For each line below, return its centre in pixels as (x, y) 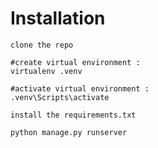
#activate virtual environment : (80, 88)
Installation (58, 18)
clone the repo (42, 45)
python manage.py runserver (69, 132)
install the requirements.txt (73, 115)
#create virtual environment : (75, 62)
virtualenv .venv (46, 71)
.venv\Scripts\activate (60, 97)
